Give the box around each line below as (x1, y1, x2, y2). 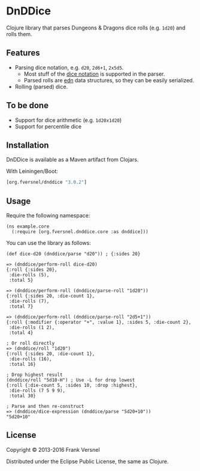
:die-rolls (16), (8, 356, 52, 362)
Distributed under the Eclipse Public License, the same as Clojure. (6, 458, 169, 465)
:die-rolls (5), (8, 272, 50, 278)
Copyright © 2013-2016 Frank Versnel (6, 446, 100, 453)
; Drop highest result (6, 372, 63, 378)
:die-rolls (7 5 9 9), (8, 387, 66, 394)
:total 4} (8, 330, 34, 336)
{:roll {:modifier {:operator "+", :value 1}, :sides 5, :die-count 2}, (6, 320, 192, 326)
